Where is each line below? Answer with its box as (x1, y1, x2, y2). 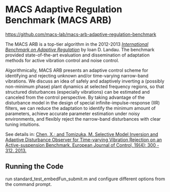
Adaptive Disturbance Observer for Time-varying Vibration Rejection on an (5, 136, 162, 143)
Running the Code (5, 162, 64, 171)
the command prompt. (5, 181, 52, 187)
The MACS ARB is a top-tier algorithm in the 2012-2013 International (5, 41, 149, 47)
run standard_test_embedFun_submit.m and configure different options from (5, 176, 165, 182)
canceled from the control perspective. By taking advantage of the (5, 94, 145, 100)
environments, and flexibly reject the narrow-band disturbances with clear (5, 116, 161, 122)
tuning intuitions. (5, 121, 41, 127)
